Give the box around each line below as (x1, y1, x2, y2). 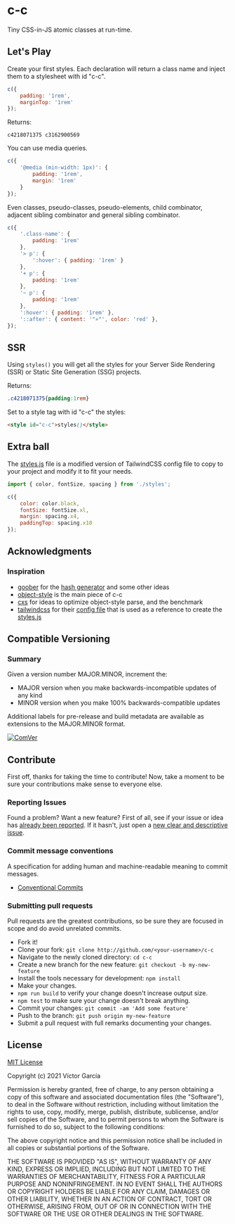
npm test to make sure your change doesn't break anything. (17, 997, 191, 1005)
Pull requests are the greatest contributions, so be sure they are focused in (7, 917, 224, 926)
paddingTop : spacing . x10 (20, 519, 93, 526)
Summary (7, 654, 42, 664)
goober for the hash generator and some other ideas (17, 583, 170, 591)
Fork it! (17, 938, 39, 947)
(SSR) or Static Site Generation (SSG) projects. (7, 368, 142, 377)
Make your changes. (17, 981, 77, 990)
